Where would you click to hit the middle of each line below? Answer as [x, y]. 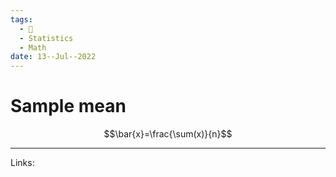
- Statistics [46, 38]
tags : [21, 19]
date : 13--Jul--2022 [53, 57]
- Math [33, 47]
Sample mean [68, 106]
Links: [22, 163]
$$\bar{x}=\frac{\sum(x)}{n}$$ [168, 134]
